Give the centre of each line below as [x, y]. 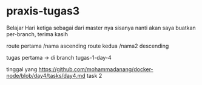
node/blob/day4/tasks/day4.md [46, 75]
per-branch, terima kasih [37, 34]
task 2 [95, 75]
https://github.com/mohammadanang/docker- [96, 69]
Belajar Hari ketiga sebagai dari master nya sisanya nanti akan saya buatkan [101, 28]
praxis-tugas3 [43, 11]
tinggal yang [22, 69]
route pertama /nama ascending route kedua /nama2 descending [88, 46]
